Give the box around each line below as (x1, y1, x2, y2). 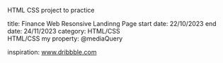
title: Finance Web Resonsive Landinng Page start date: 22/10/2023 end (7, 20, 217, 27)
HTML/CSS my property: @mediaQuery (7, 34, 123, 43)
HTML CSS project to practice (7, 6, 95, 14)
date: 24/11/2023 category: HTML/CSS (7, 27, 120, 35)
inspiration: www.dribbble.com (7, 48, 97, 56)
